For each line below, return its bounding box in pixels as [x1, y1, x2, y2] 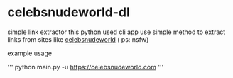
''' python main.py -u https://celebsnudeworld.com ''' [7, 62, 164, 71]
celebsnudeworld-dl [7, 4, 130, 21]
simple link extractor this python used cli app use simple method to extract [7, 28, 226, 36]
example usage [7, 49, 52, 57]
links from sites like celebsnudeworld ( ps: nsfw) [7, 35, 149, 43]
